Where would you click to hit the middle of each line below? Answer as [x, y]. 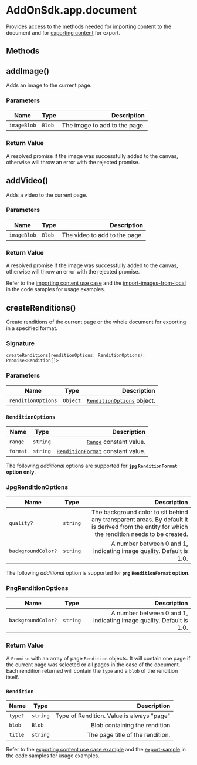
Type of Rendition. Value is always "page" [113, 716]
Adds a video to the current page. [47, 195]
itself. [13, 677]
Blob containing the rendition [130, 726]
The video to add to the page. [103, 235]
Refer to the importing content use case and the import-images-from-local [96, 283]
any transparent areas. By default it [140, 520]
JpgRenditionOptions [37, 487]
